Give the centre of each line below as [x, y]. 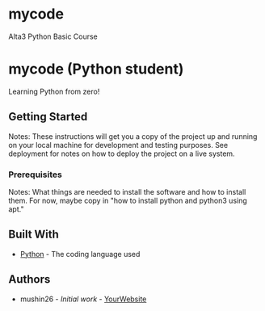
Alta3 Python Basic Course [53, 36]
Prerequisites [35, 174]
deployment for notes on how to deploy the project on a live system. [122, 153]
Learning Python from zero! [54, 91]
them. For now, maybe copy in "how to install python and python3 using [128, 200]
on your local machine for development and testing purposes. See [118, 145]
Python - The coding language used [80, 254]
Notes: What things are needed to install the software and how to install [127, 191]
